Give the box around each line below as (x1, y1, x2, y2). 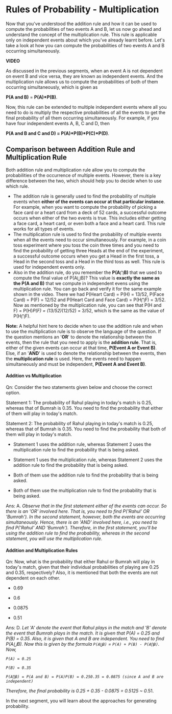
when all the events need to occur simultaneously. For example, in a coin (13, 236, 166, 243)
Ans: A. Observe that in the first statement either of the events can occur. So (6, 503, 167, 509)
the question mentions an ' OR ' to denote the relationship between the (6, 333, 152, 340)
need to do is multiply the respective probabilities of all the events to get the (6, 109, 165, 115)
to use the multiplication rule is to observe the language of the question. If (6, 328, 161, 334)
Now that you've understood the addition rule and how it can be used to (6, 21, 157, 27)
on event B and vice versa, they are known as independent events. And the (6, 73, 163, 79)
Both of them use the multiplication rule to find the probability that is (13, 487, 157, 493)
